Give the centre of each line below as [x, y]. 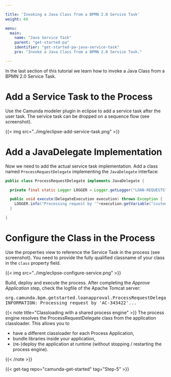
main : [16, 33]
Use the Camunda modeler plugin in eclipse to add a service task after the [83, 111]
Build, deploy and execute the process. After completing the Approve [78, 282]
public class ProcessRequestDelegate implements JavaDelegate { [75, 181]
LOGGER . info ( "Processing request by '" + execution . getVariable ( [83, 204]
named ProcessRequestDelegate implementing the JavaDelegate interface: [82, 171]
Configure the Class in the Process [80, 238]
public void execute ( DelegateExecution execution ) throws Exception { [86, 199]
